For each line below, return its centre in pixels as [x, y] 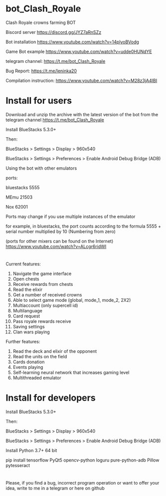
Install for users [39, 101]
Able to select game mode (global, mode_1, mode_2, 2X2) [72, 300]
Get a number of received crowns [47, 295]
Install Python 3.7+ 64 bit [31, 450]
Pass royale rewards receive [42, 321]
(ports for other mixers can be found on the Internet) [60, 241]
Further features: [23, 342]
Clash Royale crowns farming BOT [41, 22]
